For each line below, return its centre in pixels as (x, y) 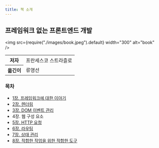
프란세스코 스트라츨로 (49, 60)
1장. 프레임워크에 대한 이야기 (39, 98)
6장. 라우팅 (22, 128)
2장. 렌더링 (22, 104)
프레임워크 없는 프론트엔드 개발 (49, 30)
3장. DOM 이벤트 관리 (33, 110)
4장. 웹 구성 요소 (28, 116)
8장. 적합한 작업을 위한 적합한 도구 (45, 140)
